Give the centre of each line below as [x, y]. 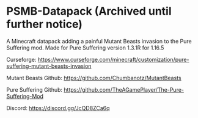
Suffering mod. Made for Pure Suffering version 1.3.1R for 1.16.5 [85, 48]
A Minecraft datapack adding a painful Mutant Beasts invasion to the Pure [99, 41]
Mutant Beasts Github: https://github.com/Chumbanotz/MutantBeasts [94, 78]
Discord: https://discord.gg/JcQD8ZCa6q [58, 108]
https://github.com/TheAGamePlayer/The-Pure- [124, 89]
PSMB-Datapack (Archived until [89, 11]
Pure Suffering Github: [35, 89]
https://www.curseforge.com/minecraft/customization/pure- [113, 59]
